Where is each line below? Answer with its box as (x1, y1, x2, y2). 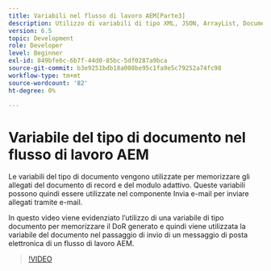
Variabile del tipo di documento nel (8, 128, 246, 146)
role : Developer (8, 42, 63, 50)
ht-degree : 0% (8, 86, 56, 95)
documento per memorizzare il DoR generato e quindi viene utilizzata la (8, 222, 246, 232)
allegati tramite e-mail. (8, 198, 83, 207)
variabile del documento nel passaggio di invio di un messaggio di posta (8, 230, 248, 240)
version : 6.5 (8, 27, 52, 35)
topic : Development (8, 34, 74, 43)
